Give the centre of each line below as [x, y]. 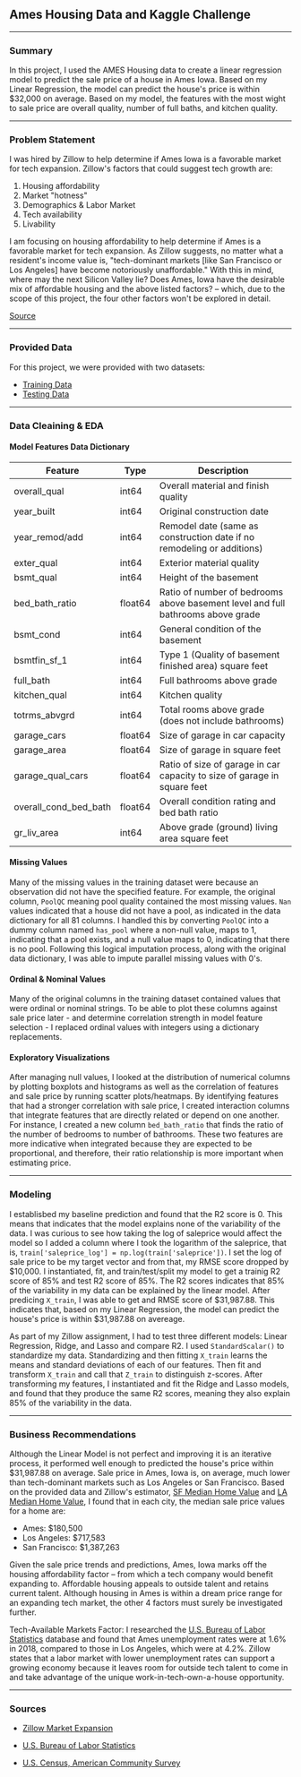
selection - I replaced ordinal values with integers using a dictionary [134, 1027]
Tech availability [52, 215]
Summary [31, 50]
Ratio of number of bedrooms [222, 592]
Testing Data [46, 394]
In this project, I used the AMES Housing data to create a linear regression [146, 70]
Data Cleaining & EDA [57, 425]
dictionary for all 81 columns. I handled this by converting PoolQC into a [139, 921]
